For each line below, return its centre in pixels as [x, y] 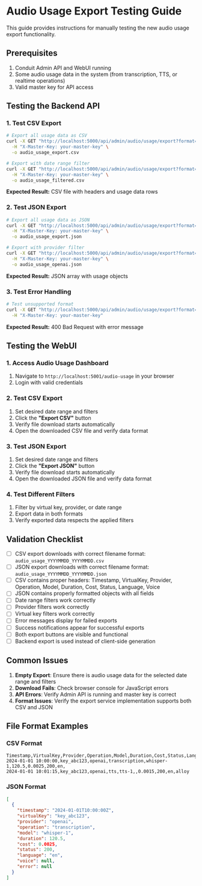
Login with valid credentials [49, 383]
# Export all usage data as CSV [47, 136]
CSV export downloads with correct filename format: [80, 554]
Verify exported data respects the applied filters [74, 520]
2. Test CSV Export [35, 398]
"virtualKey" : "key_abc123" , [54, 816]
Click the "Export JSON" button [55, 465]
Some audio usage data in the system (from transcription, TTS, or [96, 74]
